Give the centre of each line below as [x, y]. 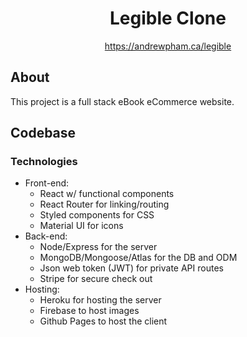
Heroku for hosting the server [100, 300]
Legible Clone [168, 18]
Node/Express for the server [98, 247]
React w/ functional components [107, 194]
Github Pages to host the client [103, 321]
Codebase [43, 133]
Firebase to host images [89, 311]
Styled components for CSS [97, 215]
